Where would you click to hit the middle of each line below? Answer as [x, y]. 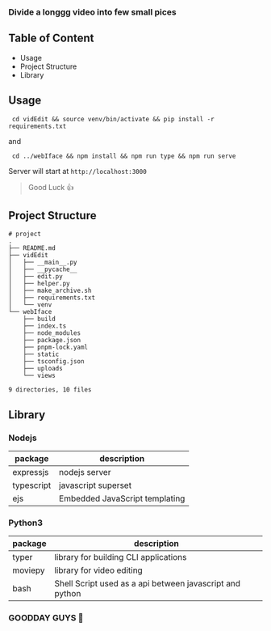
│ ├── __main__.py [43, 263]
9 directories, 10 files [50, 390]
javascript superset [95, 485]
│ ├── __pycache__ [43, 269]
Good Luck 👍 [51, 187]
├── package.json [52, 341]
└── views [40, 376]
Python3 [25, 523]
